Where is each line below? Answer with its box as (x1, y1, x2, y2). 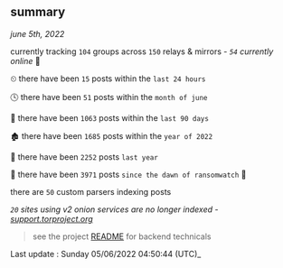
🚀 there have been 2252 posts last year (10, 151, 159, 162)
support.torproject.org (10, 213, 93, 224)
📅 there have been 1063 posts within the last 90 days (10, 112, 209, 123)
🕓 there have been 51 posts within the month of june (10, 91, 208, 102)
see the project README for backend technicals (32, 231, 212, 242)
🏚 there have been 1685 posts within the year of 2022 (10, 130, 213, 141)
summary (10, 5, 66, 20)
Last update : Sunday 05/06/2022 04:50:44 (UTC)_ (10, 248, 202, 259)
